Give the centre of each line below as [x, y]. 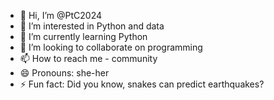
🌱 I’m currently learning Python [83, 36]
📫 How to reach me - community [88, 58]
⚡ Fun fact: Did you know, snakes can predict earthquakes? [142, 84]
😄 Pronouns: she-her [64, 73]
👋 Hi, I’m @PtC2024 [61, 15]
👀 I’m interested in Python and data [92, 26]
